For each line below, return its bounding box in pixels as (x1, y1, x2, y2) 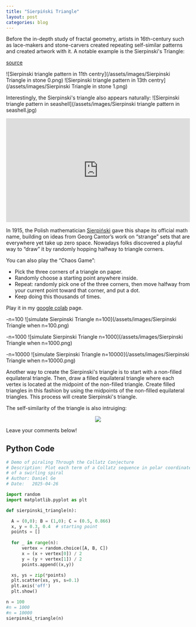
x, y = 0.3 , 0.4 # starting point (11, 523, 98, 529)
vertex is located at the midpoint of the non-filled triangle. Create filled (6, 381, 175, 388)
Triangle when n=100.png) (6, 322, 69, 329)
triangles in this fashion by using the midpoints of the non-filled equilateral (6, 387, 185, 394)
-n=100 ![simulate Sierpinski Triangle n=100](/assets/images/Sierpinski (6, 315, 177, 322)
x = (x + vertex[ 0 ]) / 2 (21, 550, 82, 556)
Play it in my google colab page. (6, 304, 83, 311)
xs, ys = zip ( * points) (11, 572, 66, 578)
